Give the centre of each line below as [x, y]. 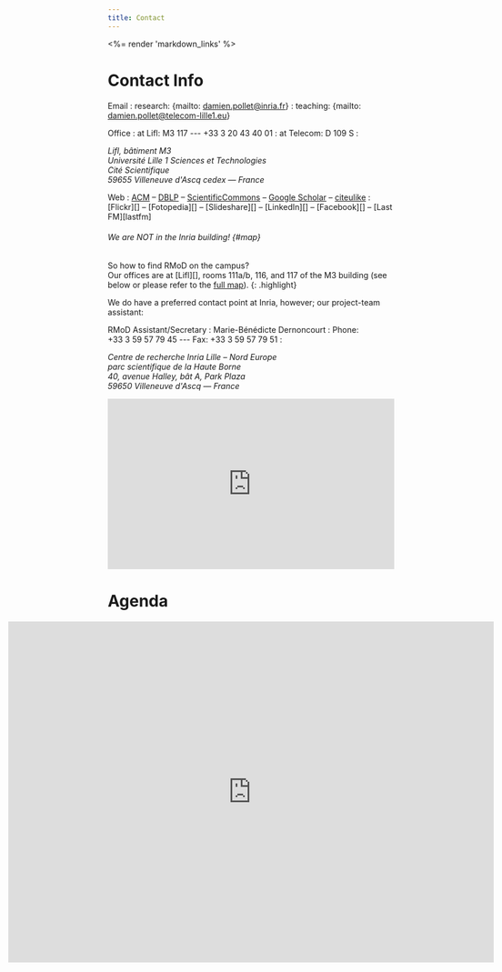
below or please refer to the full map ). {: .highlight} [202, 285]
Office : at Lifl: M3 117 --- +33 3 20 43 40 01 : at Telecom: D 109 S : [233, 133]
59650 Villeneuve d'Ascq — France [174, 386]
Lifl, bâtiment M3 [140, 150]
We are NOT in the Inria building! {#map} [184, 237]
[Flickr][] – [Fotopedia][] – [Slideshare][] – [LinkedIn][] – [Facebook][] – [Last [250, 206]
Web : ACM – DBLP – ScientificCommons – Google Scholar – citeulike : [239, 197]
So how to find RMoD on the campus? [179, 266]
